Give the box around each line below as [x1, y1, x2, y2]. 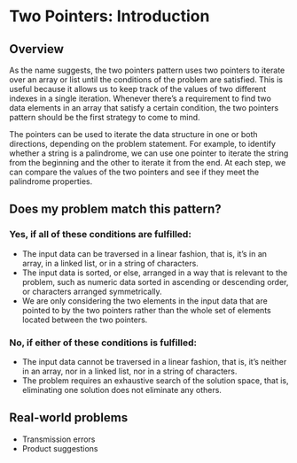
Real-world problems [9, 410, 129, 426]
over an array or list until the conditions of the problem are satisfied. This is [9, 74, 284, 85]
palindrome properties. [9, 176, 93, 187]
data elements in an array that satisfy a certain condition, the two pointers [9, 103, 279, 112]
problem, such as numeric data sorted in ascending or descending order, [21, 276, 289, 287]
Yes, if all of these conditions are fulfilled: [9, 228, 192, 241]
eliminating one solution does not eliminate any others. [21, 384, 222, 395]
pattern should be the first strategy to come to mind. [9, 112, 201, 122]
